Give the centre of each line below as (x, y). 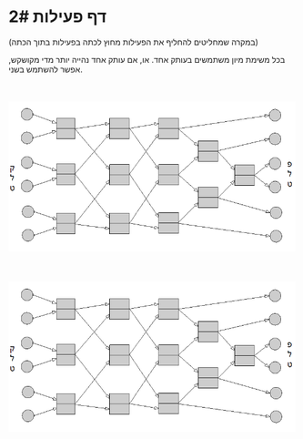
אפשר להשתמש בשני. (45, 69)
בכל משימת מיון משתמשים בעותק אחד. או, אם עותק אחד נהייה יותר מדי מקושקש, (147, 59)
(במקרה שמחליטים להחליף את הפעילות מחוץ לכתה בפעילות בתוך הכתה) (133, 42)
